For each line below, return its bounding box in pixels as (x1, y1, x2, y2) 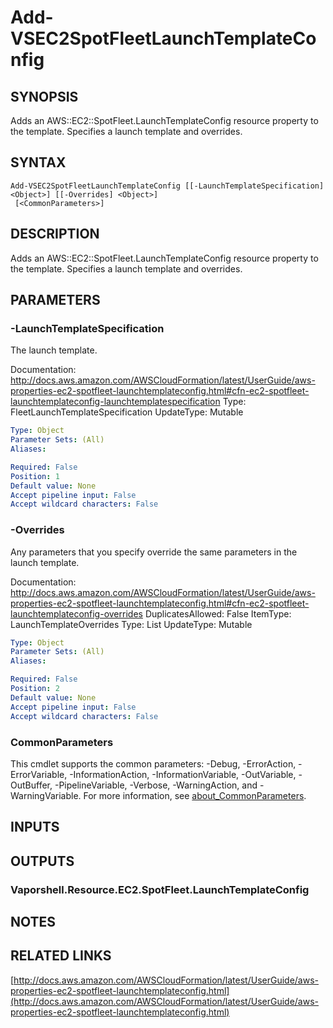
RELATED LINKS (10, 947, 112, 965)
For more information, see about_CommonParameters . (83, 789, 307, 801)
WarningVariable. (10, 789, 82, 801)
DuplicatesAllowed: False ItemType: (144, 607, 292, 620)
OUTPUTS (10, 852, 75, 870)
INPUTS (10, 819, 60, 836)
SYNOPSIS (10, 88, 79, 105)
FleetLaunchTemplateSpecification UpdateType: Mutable (10, 406, 244, 418)
